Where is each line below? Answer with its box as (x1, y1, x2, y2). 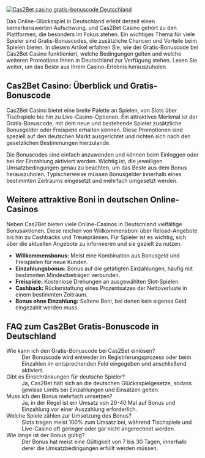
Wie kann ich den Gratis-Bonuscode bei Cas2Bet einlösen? (6, 347, 155, 355)
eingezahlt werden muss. (15, 303, 79, 311)
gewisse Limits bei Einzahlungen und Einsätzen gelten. (21, 386, 160, 394)
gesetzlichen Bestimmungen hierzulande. (6, 139, 111, 146)
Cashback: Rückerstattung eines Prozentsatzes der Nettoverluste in (15, 284, 188, 292)
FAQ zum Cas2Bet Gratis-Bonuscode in (6, 322, 159, 332)
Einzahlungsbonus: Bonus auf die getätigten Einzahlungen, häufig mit (15, 265, 193, 272)
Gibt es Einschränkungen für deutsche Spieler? (6, 373, 125, 380)
